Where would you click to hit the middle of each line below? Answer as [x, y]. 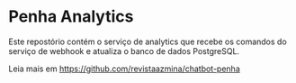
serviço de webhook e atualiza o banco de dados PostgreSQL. [124, 51]
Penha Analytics [71, 17]
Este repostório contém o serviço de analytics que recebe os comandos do [148, 41]
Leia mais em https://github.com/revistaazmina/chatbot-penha [124, 69]
